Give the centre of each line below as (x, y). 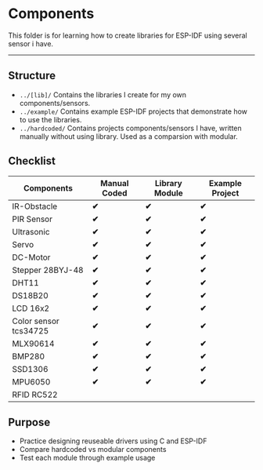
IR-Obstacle (35, 206)
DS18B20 (30, 295)
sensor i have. (31, 43)
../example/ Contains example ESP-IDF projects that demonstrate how (133, 111)
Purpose (29, 422)
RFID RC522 (35, 395)
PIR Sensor (32, 219)
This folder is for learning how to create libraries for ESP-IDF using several (128, 35)
